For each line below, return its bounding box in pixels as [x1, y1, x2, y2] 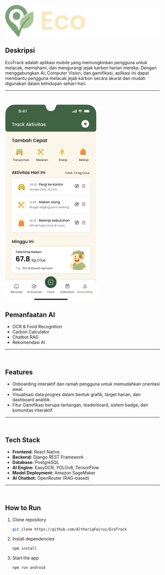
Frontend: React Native [12, 449, 60, 455]
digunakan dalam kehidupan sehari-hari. [5, 80, 87, 86]
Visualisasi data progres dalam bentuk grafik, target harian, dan [12, 391, 141, 397]
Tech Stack [5, 436, 40, 444]
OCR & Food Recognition [12, 324, 62, 330]
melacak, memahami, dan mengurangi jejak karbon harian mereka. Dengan [5, 65, 157, 71]
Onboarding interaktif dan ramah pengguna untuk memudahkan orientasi [12, 381, 160, 387]
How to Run [5, 503, 41, 512]
